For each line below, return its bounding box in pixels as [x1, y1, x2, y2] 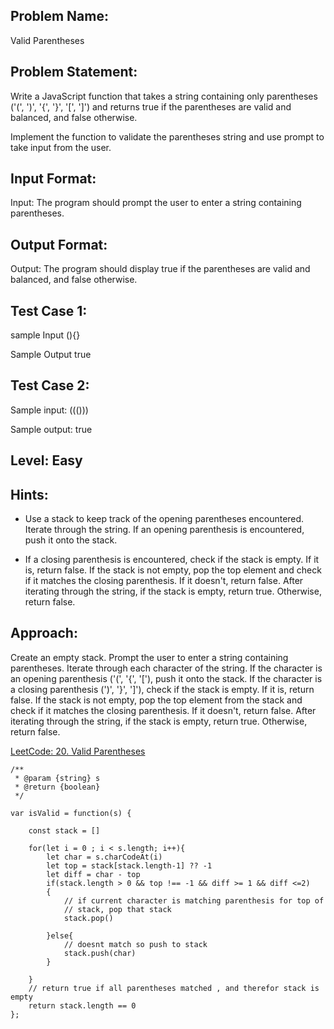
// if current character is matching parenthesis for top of [63, 895, 325, 906]
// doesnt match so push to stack [63, 939, 208, 949]
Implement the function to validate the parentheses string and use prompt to [10, 130, 325, 143]
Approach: [10, 625, 78, 642]
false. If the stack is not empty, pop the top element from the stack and [10, 694, 303, 706]
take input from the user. [10, 141, 112, 153]
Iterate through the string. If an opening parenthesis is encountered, [24, 524, 305, 536]
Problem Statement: [10, 64, 138, 81]
